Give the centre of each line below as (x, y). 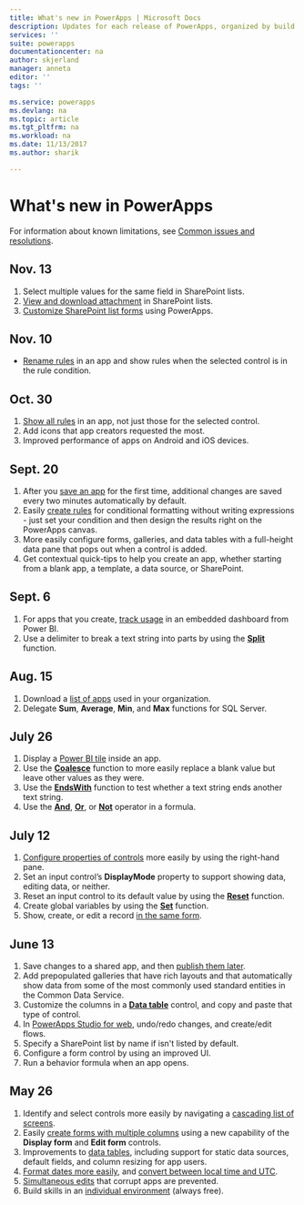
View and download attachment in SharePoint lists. (118, 300)
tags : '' (26, 86)
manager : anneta (40, 69)
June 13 (32, 944)
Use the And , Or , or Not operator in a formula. (109, 807)
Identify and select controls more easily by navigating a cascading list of (158, 1113)
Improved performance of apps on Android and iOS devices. (136, 440)
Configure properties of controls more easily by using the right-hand (151, 857)
